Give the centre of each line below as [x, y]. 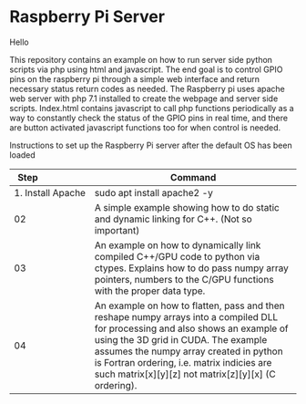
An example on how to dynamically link [178, 245]
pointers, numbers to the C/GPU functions [184, 279]
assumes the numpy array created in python [189, 351]
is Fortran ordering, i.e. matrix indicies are [183, 362]
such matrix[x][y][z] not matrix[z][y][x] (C [185, 374]
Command [193, 177]
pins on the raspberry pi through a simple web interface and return [134, 78]
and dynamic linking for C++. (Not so [173, 219]
